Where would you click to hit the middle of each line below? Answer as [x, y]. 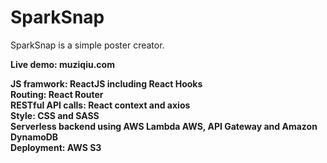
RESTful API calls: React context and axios [100, 105]
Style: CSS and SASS [55, 115]
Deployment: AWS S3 [56, 147]
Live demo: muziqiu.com [62, 64]
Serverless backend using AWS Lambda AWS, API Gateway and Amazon [164, 126]
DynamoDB [34, 137]
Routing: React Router [57, 94]
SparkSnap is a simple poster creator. [87, 45]
